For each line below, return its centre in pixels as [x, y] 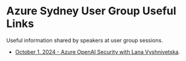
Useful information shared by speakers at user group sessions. [85, 40]
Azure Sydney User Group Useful [91, 11]
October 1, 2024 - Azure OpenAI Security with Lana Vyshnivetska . [98, 51]
